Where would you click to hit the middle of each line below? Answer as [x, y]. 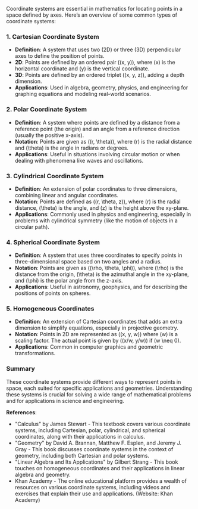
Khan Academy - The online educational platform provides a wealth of [101, 481]
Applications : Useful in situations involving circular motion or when [97, 154]
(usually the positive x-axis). [49, 135]
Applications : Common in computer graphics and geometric [89, 347]
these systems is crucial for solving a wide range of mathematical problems [99, 394]
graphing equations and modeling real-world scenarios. [83, 94]
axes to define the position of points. [60, 56]
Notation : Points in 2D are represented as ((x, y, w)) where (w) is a [96, 334]
